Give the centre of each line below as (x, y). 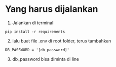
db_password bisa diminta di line (45, 59)
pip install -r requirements (35, 32)
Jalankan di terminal (33, 23)
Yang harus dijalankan (52, 9)
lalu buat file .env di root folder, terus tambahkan (61, 41)
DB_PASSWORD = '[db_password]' (37, 50)
